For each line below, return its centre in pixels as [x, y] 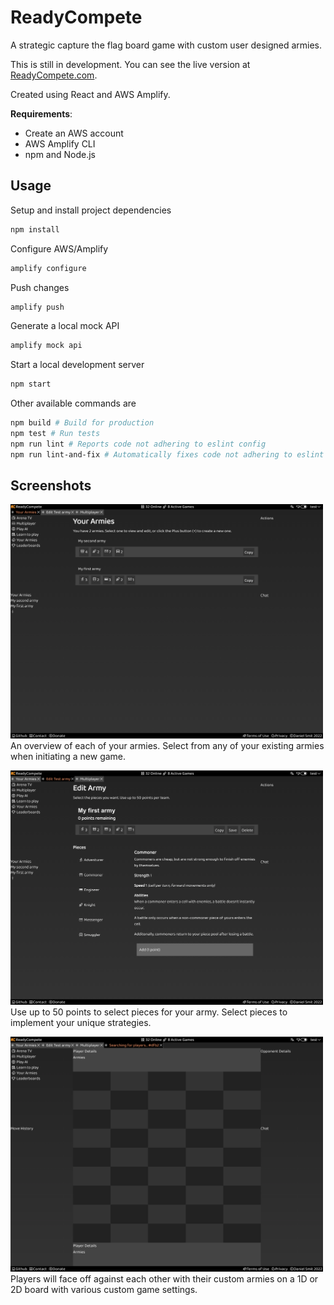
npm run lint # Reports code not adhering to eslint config [138, 444]
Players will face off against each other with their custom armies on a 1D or [164, 1279]
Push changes [40, 287]
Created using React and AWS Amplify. [90, 94]
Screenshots [51, 486]
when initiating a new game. [68, 756]
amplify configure [48, 268]
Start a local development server [77, 365]
